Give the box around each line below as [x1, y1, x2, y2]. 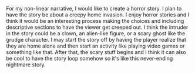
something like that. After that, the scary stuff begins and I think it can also [6, 49, 186, 55]
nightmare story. [6, 61, 46, 68]
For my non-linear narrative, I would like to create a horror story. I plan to [6, 5, 182, 12]
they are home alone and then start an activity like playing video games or [6, 42, 185, 49]
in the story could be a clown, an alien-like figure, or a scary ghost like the [6, 30, 186, 37]
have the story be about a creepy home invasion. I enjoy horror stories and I [6, 11, 190, 18]
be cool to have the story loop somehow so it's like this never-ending [6, 55, 173, 62]
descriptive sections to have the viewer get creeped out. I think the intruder [6, 23, 189, 31]
